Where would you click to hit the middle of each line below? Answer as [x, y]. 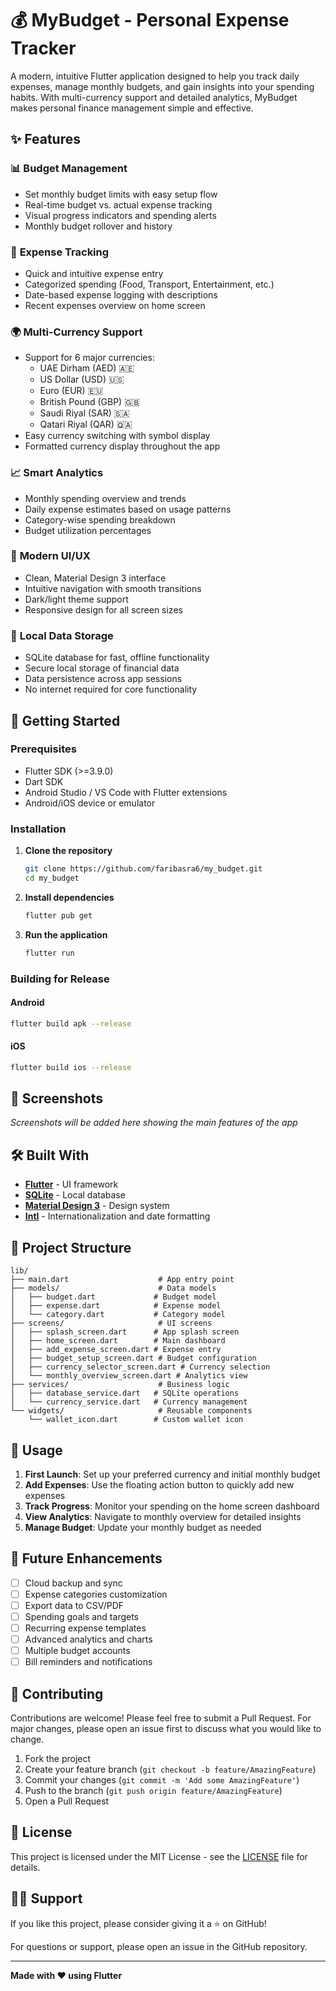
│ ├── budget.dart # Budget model [113, 1297]
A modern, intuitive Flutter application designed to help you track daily [155, 76]
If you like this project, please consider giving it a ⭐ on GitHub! [138, 1923]
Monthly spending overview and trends [105, 498]
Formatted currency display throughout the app [122, 446]
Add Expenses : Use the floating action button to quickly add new [159, 1484]
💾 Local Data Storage [62, 635]
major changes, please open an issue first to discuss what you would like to [166, 1729]
